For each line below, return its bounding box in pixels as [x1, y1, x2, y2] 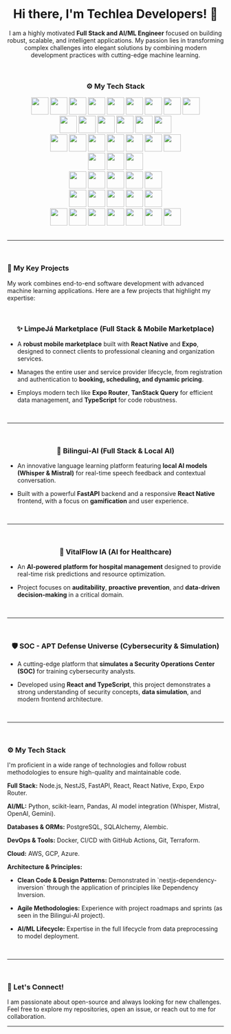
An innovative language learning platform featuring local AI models [16, 462, 208, 470]
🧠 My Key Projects [7, 263, 69, 273]
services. [16, 354, 43, 363]
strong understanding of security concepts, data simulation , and [16, 687, 201, 696]
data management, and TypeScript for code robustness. [16, 396, 177, 404]
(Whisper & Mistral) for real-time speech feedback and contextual [16, 469, 206, 477]
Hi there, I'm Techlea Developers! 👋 [12, 6, 219, 22]
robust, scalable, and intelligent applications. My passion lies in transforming [7, 36, 224, 44]
